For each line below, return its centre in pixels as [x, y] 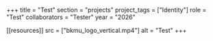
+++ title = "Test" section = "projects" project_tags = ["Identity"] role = [106, 10]
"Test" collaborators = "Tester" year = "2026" [71, 17]
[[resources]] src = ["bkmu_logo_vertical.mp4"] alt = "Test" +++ [97, 30]
